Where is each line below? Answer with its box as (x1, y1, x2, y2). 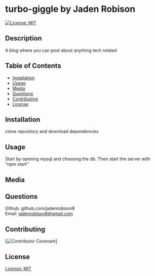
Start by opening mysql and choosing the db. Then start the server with (5, 156, 151, 162)
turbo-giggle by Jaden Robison (5, 3, 136, 15)
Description (5, 34, 42, 43)
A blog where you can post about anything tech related (5, 47, 117, 53)
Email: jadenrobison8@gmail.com (5, 211, 73, 217)
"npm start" (5, 161, 29, 167)
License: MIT (5, 266, 32, 272)
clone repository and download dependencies (5, 129, 99, 135)
